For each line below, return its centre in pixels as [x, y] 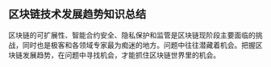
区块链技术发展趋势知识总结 [77, 14]
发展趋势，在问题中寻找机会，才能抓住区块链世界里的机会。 [121, 55]
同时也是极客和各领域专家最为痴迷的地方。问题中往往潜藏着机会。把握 [139, 45]
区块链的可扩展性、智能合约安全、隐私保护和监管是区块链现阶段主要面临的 [132, 35]
